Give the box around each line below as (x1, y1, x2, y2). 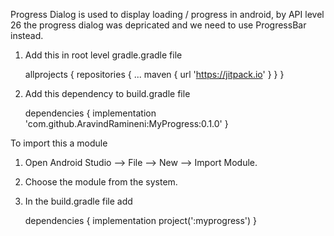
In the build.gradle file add (24, 195, 133, 207)
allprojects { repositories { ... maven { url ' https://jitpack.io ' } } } (24, 69, 285, 80)
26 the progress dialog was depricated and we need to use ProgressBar (10, 19, 307, 31)
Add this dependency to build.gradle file (24, 88, 191, 99)
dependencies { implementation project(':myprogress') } (24, 215, 258, 226)
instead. (10, 30, 44, 41)
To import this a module (10, 137, 108, 149)
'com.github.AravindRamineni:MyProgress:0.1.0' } (24, 118, 229, 129)
